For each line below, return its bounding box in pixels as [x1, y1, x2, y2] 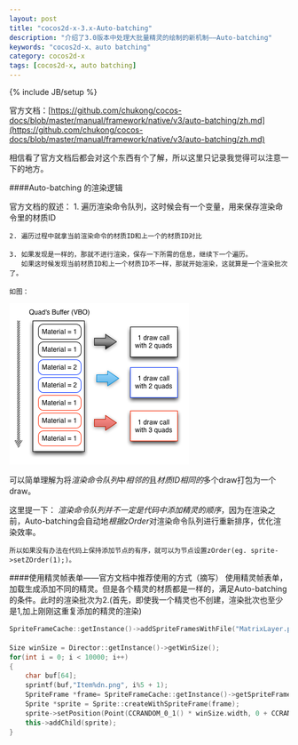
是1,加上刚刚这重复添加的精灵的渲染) [9, 605, 142, 616]
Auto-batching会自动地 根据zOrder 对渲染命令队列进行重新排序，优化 [24, 516, 274, 526]
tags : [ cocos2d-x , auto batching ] [9, 61, 137, 70]
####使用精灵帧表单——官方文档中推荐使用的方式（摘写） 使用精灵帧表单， [9, 573, 288, 582]
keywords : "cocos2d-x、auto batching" [9, 43, 152, 52]
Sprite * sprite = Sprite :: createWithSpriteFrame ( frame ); [25, 700, 240, 709]
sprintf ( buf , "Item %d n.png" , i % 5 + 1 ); [25, 681, 169, 690]
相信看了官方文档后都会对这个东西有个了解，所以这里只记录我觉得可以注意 [9, 152, 281, 163]
